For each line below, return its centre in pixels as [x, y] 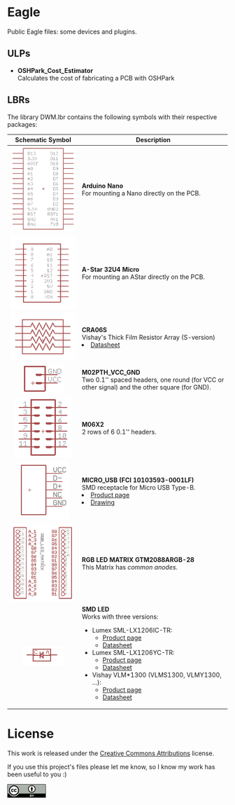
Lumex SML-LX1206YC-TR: [133, 653]
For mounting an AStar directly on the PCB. [143, 277]
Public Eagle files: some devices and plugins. [72, 32]
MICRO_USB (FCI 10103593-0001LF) [138, 480]
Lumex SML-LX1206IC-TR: [132, 631]
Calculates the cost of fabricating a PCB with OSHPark [96, 78]
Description [154, 140]
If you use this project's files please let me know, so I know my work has [111, 766]
